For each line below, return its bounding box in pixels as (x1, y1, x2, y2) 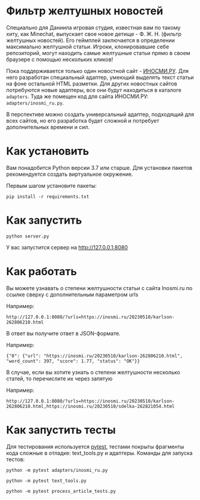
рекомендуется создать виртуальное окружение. (6, 170, 133, 178)
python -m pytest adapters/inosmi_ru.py (6, 467, 109, 473)
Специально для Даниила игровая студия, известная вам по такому (6, 24, 181, 31)
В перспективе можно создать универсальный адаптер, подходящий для (6, 111, 195, 118)
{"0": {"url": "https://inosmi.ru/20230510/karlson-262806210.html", (6, 353, 183, 359)
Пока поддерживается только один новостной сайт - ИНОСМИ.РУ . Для (6, 67, 189, 74)
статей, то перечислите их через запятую (6, 375, 113, 382)
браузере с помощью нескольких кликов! (6, 56, 113, 63)
